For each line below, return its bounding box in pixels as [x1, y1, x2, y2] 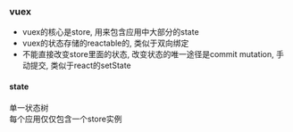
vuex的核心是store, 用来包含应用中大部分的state [21, 27, 199, 37]
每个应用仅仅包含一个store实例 [9, 113, 122, 124]
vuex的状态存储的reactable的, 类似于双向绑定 [21, 37, 189, 49]
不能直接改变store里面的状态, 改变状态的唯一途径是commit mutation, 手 [21, 49, 284, 60]
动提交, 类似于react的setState [21, 60, 131, 71]
